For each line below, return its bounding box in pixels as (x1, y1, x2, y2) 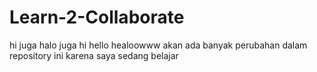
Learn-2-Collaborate (9, 6, 185, 29)
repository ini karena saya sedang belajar (9, 49, 179, 61)
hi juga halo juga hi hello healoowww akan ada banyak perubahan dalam (9, 39, 308, 51)
